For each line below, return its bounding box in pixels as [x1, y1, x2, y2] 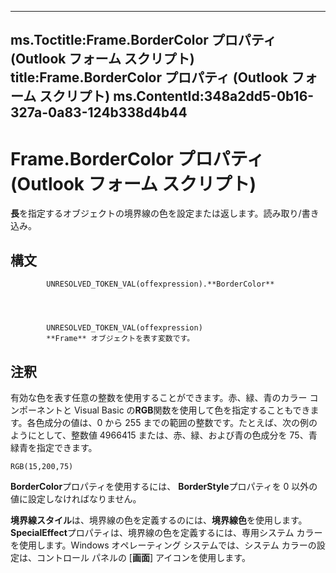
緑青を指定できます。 [10, 441, 98, 453]
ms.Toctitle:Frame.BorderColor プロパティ [10, 32, 277, 49]
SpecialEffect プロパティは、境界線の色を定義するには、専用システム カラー [10, 526, 323, 538]
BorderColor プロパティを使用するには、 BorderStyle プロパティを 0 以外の [10, 480, 318, 492]
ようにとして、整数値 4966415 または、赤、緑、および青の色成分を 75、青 [10, 429, 318, 441]
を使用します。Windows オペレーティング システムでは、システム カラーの [10, 539, 317, 551]
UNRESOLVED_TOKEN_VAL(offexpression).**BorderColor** [46, 279, 275, 290]
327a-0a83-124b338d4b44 [10, 104, 188, 121]
